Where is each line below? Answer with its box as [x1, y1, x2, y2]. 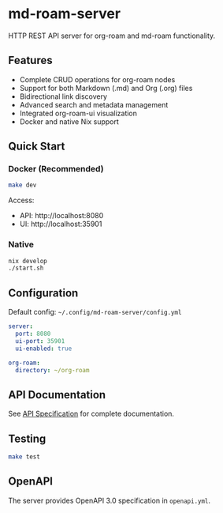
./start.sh [8, 264, 44, 273]
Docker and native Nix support [19, 116, 120, 126]
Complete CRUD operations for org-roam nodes [19, 74, 176, 84]
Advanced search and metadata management [19, 100, 169, 109]
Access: [8, 195, 35, 206]
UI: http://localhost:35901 [19, 219, 102, 229]
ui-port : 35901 [15, 337, 65, 345]
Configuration [8, 286, 79, 300]
